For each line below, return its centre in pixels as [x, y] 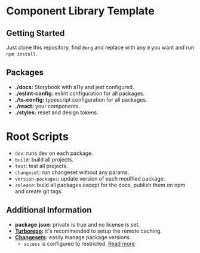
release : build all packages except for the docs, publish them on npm [100, 185]
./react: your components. [47, 106]
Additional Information [49, 210]
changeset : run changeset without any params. [72, 172]
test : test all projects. [41, 166]
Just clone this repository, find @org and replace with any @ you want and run [100, 47]
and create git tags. [39, 191]
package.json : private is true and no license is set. [77, 224]
